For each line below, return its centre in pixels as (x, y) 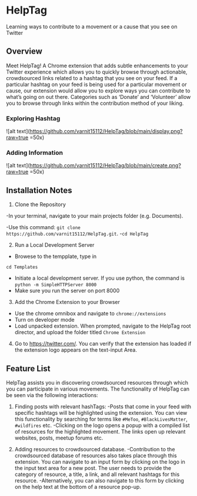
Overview (24, 52)
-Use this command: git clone (43, 227)
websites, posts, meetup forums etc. (59, 438)
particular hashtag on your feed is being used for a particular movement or (96, 84)
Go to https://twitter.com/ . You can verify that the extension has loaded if (103, 344)
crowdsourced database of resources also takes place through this (96, 455)
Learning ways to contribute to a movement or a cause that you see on (92, 27)
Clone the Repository (40, 204)
